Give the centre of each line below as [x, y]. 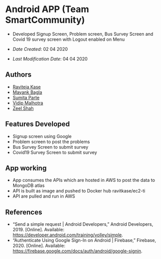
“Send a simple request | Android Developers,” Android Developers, [83, 224]
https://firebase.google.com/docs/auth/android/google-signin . [77, 251]
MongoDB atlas [29, 185]
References [24, 212]
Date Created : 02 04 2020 [40, 49]
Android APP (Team [47, 9]
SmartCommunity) [45, 20]
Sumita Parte [26, 97]
